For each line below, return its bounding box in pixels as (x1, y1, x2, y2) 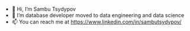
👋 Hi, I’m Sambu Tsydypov (11, 6, 76, 12)
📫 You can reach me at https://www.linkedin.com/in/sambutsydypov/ (11, 18, 182, 25)
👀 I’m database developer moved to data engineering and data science (11, 12, 185, 19)
